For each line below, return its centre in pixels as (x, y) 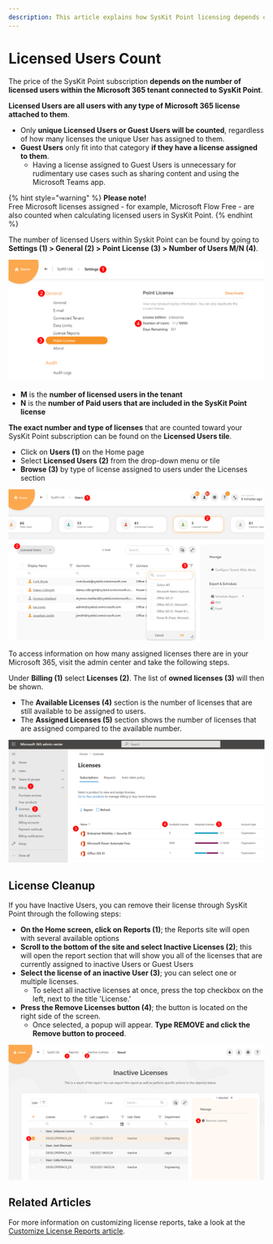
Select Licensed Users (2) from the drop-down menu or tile (120, 461)
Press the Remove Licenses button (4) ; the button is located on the (134, 1008)
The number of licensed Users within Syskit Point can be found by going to (134, 240)
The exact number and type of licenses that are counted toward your (126, 428)
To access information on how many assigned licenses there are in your (129, 654)
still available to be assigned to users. (83, 711)
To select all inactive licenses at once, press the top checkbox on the (148, 991)
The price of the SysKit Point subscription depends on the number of (125, 81)
